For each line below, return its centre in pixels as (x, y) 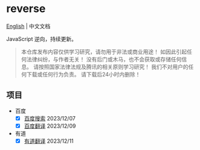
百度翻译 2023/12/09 (50, 126)
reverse (26, 9)
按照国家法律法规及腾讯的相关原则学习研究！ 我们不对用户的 (113, 67)
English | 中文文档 (28, 26)
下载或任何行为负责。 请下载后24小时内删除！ (83, 74)
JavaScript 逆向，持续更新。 (42, 39)
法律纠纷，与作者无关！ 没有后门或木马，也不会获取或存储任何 (104, 59)
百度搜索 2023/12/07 (50, 118)
